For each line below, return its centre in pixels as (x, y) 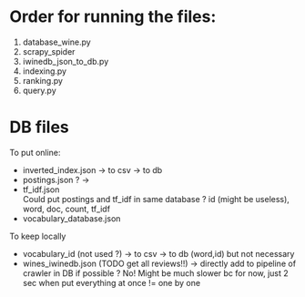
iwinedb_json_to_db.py (66, 61)
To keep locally (38, 236)
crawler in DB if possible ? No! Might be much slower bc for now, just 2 (155, 273)
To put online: (35, 152)
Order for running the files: (113, 17)
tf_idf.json (41, 189)
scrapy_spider (49, 51)
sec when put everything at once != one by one (112, 282)
